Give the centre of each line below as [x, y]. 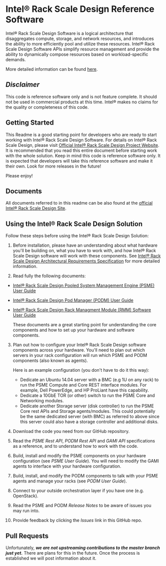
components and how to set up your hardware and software [74, 330]
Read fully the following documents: [49, 276]
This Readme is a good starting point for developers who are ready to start [81, 134]
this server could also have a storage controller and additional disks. [89, 422]
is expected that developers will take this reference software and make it [79, 161]
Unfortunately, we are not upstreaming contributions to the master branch [83, 548]
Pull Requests [27, 536]
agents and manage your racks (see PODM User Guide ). [70, 481]
